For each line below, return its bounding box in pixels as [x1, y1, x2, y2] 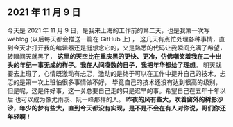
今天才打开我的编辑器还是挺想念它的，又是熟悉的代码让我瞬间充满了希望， [12, 43, 226, 52]
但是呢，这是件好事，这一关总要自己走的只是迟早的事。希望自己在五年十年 [7, 86, 220, 95]
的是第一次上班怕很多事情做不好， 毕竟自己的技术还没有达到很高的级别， [12, 78, 222, 86]
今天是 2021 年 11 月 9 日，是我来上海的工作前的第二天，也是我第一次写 [7, 26, 210, 35]
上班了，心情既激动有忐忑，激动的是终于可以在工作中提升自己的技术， [19, 69, 220, 77]
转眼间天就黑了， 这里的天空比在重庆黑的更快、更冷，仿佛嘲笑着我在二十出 [7, 52, 222, 60]
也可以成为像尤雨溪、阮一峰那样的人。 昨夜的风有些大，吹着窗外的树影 [15, 95, 217, 104]
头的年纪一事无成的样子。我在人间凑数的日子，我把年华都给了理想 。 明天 [7, 61, 216, 69]
